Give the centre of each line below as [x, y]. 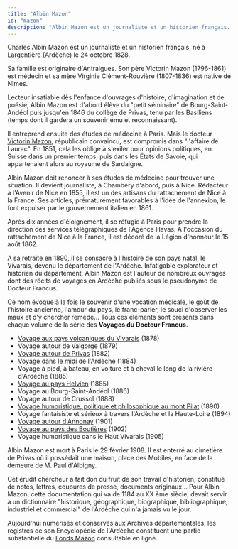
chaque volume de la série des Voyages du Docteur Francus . [98, 325]
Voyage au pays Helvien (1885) [63, 384]
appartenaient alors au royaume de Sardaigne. [75, 164]
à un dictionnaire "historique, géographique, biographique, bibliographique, [118, 502]
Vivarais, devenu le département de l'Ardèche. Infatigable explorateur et [113, 266]
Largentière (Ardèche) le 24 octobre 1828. [69, 55]
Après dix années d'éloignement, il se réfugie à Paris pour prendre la [108, 222]
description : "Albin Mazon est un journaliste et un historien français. [119, 27]
